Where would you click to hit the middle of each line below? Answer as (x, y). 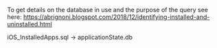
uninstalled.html (30, 24)
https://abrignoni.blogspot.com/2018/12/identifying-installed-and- (116, 17)
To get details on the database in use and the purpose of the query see (107, 10)
